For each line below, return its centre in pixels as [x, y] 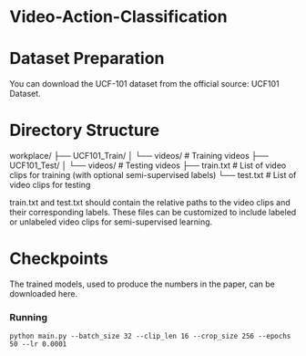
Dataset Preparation [87, 59]
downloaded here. [44, 293]
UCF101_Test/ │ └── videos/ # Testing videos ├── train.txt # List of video [148, 165]
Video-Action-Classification [118, 17]
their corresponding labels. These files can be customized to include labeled [153, 213]
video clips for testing [50, 185]
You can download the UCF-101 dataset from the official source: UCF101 [144, 84]
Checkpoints [59, 259]
